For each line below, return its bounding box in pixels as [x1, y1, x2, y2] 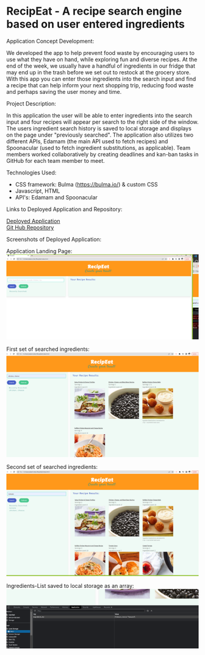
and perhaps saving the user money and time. [6, 88, 122, 95]
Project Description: [6, 99, 57, 107]
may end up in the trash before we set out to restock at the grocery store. [6, 68, 191, 76]
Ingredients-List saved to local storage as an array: [6, 582, 134, 590]
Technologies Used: [6, 169, 57, 176]
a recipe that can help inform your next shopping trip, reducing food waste [6, 81, 194, 89]
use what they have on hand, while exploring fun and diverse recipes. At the [6, 55, 198, 63]
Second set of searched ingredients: [6, 463, 98, 470]
